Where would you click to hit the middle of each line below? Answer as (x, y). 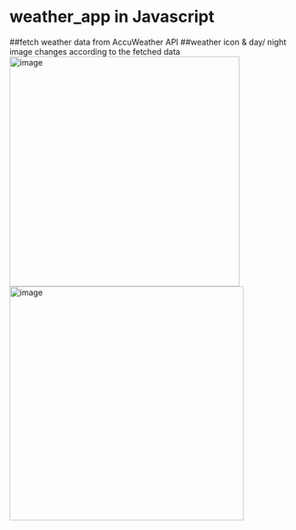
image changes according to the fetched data (95, 51)
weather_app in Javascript (112, 17)
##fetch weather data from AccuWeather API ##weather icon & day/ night (148, 42)
